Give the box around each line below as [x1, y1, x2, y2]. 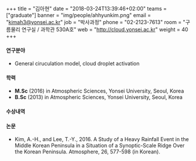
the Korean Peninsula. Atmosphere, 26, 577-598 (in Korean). [14, 148, 161, 155]
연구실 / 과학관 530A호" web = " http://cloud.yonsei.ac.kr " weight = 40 [21, 26, 188, 33]
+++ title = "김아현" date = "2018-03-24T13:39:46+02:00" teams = [6, 5, 167, 12]
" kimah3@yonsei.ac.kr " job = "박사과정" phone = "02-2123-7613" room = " [6, 19, 185, 25]
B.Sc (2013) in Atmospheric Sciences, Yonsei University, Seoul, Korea [14, 94, 183, 101]
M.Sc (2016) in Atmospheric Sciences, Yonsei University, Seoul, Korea [14, 87, 184, 95]
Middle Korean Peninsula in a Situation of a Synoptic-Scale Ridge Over [14, 142, 185, 149]
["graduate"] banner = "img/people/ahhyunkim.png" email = [6, 12, 151, 19]
